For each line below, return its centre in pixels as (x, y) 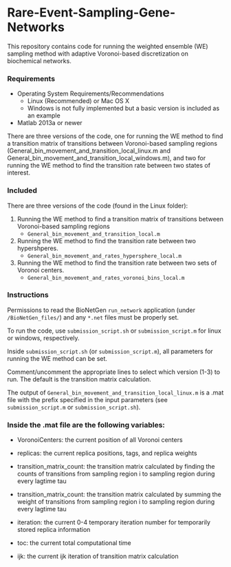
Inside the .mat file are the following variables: (86, 425)
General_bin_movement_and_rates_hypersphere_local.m (104, 256)
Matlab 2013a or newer (49, 123)
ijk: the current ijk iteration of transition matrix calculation (98, 556)
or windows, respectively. (44, 337)
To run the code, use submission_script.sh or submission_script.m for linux (114, 331)
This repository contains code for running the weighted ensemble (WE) (108, 46)
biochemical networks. (40, 60)
